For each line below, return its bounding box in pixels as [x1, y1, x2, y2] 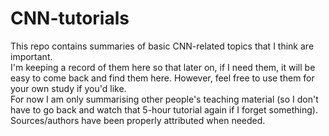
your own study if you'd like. [10, 82, 127, 94]
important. [10, 50, 53, 62]
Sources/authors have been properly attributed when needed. [10, 114, 266, 126]
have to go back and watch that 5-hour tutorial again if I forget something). [10, 103, 318, 116]
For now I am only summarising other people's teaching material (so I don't [10, 93, 319, 105]
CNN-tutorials [10, 7, 130, 30]
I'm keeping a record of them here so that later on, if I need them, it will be [10, 61, 316, 73]
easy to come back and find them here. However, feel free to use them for [10, 72, 315, 84]
